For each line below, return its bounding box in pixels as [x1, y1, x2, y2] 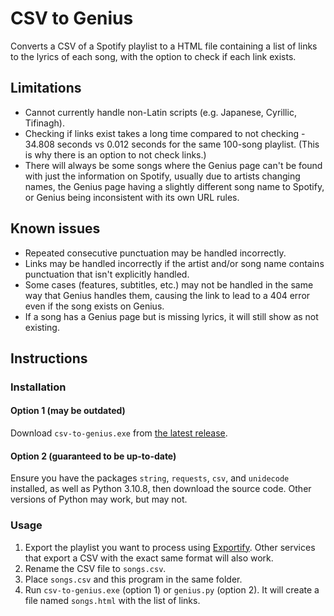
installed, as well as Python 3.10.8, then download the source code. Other [10, 483, 312, 495]
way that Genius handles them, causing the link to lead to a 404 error [24, 289, 311, 301]
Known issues [10, 220, 101, 237]
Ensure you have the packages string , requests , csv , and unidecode [10, 472, 290, 484]
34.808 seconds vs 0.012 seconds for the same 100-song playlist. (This [24, 138, 320, 150]
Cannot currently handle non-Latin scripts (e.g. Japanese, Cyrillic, [24, 106, 297, 118]
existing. [24, 321, 60, 333]
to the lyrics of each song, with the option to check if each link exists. [10, 50, 297, 62]
